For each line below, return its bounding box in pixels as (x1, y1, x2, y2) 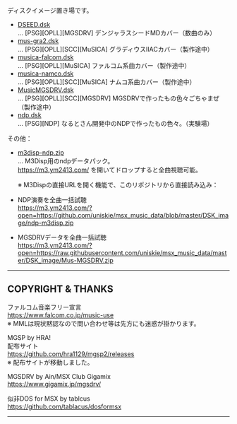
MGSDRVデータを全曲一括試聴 (17, 233, 107, 242)
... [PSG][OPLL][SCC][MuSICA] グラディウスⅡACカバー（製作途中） (17, 45, 214, 53)
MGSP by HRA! (7, 333, 51, 341)
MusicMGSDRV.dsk (17, 86, 74, 94)
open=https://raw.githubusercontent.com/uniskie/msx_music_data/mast (17, 249, 227, 257)
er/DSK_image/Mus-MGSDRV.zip (17, 257, 114, 264)
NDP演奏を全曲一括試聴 (17, 196, 87, 204)
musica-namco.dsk (17, 69, 74, 78)
